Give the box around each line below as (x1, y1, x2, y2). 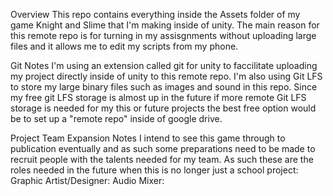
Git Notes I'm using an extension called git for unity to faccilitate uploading (10, 60, 318, 71)
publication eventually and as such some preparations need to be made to (10, 143, 316, 154)
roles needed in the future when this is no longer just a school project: (10, 164, 299, 176)
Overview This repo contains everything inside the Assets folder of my (10, 9, 301, 20)
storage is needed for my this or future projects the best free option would (10, 102, 317, 114)
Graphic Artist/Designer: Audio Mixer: (10, 175, 165, 186)
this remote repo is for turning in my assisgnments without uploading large (10, 30, 317, 41)
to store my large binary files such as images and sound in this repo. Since (10, 81, 318, 93)
